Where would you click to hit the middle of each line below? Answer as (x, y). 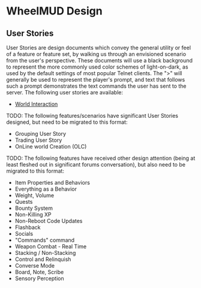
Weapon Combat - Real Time (51, 247)
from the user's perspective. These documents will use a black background (100, 60)
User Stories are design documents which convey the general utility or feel (98, 47)
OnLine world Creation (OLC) (51, 146)
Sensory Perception (39, 278)
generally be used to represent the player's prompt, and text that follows (96, 80)
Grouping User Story (40, 134)
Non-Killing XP (33, 214)
